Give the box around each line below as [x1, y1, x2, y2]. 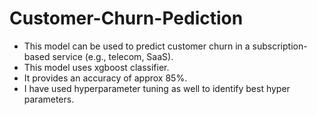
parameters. [23, 93, 75, 105]
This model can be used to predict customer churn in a [23, 40, 251, 52]
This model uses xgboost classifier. [23, 61, 170, 73]
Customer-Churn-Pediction [9, 7, 244, 30]
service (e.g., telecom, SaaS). [52, 50, 174, 62]
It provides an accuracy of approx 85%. [23, 72, 188, 84]
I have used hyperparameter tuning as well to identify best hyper [23, 82, 291, 94]
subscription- [252, 40, 308, 52]
